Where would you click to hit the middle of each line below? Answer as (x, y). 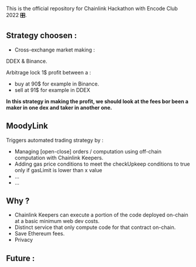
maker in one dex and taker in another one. (59, 107)
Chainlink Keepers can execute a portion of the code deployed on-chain (101, 215)
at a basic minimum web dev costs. (57, 221)
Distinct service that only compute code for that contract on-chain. (95, 227)
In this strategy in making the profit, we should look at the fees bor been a (97, 101)
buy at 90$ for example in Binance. (57, 84)
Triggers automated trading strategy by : (55, 140)
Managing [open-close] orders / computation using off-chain (88, 151)
